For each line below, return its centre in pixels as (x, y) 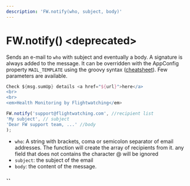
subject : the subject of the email (54, 160)
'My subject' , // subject (38, 119)
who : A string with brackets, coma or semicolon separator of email (94, 141)
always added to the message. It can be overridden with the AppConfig (93, 63)
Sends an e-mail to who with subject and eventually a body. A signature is (94, 57)
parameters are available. (37, 76)
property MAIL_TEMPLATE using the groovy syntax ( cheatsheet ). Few (87, 69)
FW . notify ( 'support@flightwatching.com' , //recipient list (80, 114)
